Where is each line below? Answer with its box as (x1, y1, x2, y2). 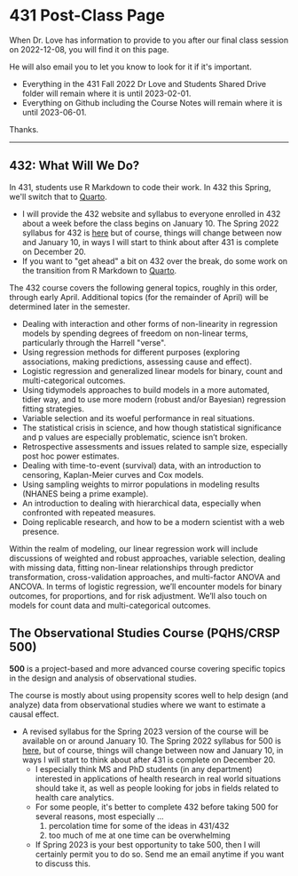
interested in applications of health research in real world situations (35, 773, 281, 784)
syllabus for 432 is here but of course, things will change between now (21, 227, 282, 238)
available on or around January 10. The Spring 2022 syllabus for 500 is (21, 735, 282, 746)
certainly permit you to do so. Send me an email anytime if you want (35, 848, 285, 859)
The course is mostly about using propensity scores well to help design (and (9, 689, 289, 700)
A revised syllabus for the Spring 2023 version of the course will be (21, 726, 269, 737)
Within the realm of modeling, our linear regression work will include (9, 543, 259, 553)
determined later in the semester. (9, 301, 130, 312)
